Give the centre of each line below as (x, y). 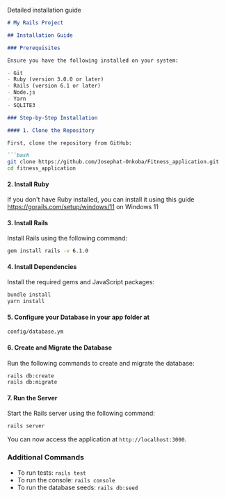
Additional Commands (46, 457)
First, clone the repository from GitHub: (70, 143)
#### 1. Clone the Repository (51, 130)
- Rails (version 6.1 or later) (54, 86)
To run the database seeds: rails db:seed (78, 487)
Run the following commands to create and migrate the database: (101, 363)
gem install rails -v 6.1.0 (48, 251)
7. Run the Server (32, 398)
